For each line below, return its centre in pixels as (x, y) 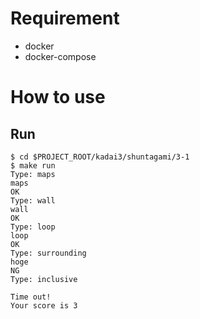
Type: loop (33, 227)
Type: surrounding (48, 253)
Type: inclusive (44, 279)
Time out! (31, 297)
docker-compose (60, 56)
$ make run (33, 165)
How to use (58, 97)
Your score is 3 (44, 305)
